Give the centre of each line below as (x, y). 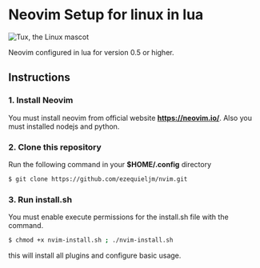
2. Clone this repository (55, 147)
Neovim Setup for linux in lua (106, 15)
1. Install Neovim (41, 100)
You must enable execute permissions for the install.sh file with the (119, 217)
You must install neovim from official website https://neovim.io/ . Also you (130, 118)
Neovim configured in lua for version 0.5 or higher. (91, 52)
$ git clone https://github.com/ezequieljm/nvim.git (98, 179)
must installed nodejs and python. (64, 126)
